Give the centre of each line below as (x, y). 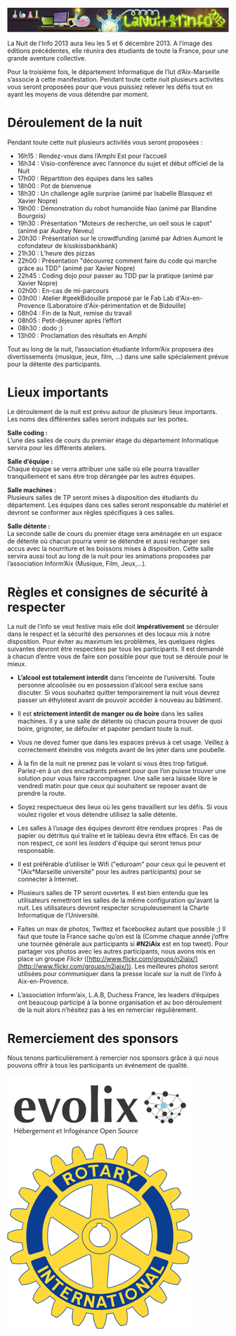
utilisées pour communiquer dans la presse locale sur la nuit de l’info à (119, 974)
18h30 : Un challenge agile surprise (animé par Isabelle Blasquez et (115, 193)
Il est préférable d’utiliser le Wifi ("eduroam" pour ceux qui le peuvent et (122, 864)
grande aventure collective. (47, 58)
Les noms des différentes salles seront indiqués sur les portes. (98, 419)
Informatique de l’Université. (58, 916)
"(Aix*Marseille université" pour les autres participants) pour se (109, 872)
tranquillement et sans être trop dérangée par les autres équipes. (101, 477)
